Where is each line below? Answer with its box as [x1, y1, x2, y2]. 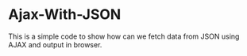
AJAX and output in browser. [8, 39, 102, 49]
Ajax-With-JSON [8, 6, 122, 24]
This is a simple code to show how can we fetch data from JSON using [8, 32, 240, 41]
